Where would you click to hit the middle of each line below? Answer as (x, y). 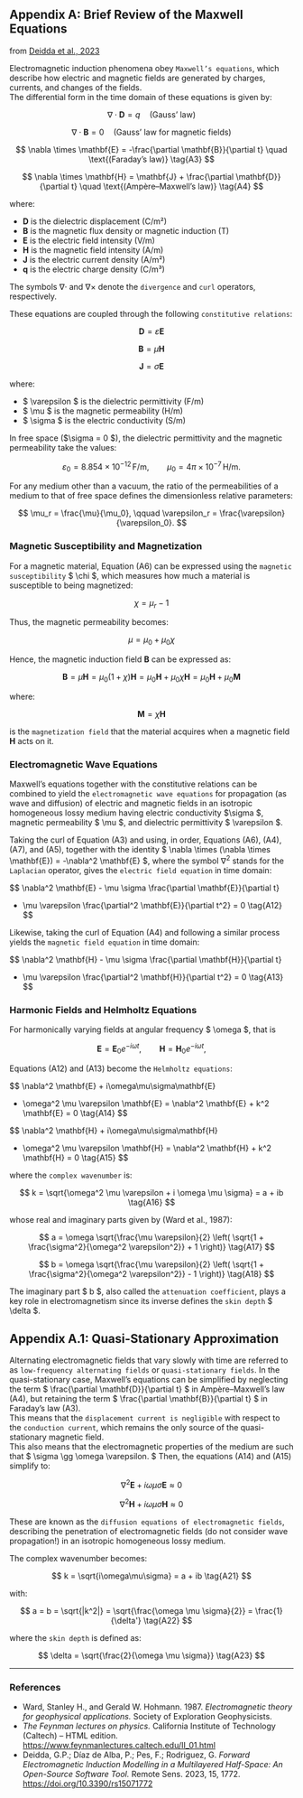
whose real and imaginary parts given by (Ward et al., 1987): (121, 1219)
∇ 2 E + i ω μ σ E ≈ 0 (151, 1485)
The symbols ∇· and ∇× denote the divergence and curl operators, (133, 286)
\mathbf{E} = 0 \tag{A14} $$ (75, 1113)
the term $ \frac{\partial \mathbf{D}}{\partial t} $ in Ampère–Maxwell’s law (147, 1389)
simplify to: (30, 1466)
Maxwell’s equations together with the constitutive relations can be (133, 784)
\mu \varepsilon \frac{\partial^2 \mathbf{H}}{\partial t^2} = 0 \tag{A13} (153, 977)
